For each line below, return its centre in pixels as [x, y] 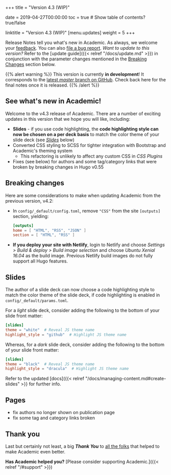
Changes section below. [31, 64]
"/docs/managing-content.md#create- [126, 379]
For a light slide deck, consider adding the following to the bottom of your [82, 310]
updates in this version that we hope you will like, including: [68, 119]
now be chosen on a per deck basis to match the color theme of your [86, 134]
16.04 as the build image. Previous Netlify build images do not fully [83, 256]
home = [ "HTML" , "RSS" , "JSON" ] [50, 230]
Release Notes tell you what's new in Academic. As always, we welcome [81, 42]
